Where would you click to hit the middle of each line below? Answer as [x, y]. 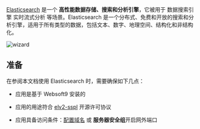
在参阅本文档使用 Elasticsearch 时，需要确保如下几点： [75, 81]
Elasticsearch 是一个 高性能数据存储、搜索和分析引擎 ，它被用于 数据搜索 [98, 9]
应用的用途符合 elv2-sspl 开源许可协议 [63, 106]
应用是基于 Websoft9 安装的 [50, 94]
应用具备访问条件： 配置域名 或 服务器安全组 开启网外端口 [86, 120]
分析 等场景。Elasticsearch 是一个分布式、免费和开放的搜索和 [112, 17]
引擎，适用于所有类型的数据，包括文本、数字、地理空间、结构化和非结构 [102, 25]
